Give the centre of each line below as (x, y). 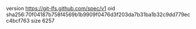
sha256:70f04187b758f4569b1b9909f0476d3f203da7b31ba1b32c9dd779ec (98, 14)
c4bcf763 (18, 21)
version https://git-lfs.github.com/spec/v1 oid (61, 8)
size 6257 (43, 21)
